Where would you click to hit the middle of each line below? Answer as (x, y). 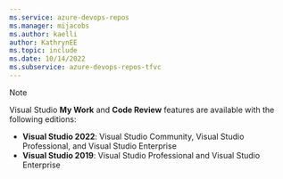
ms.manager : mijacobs (50, 26)
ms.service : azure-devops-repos (69, 17)
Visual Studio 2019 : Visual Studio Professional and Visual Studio (141, 155)
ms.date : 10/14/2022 (48, 59)
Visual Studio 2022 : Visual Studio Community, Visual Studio (133, 136)
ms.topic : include (43, 51)
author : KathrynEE (43, 42)
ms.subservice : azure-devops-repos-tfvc (86, 68)
